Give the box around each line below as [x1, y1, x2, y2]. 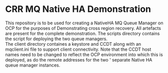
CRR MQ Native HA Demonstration [5, 3, 151, 15]
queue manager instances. [5, 62, 61, 68]
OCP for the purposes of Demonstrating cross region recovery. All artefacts [5, 25, 161, 31]
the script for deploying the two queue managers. [5, 36, 108, 42]
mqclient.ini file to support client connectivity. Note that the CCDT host [5, 46, 151, 52]
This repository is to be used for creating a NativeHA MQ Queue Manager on [5, 20, 163, 26]
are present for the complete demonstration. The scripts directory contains [5, 30, 160, 36]
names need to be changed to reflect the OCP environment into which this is [5, 51, 163, 58]
